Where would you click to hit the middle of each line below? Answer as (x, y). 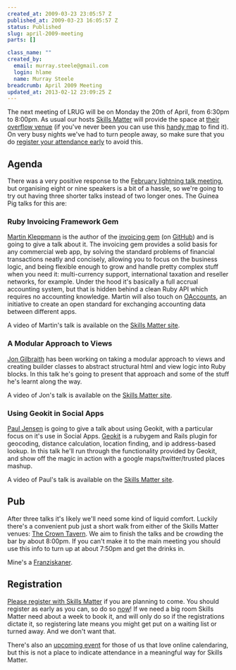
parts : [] (22, 40)
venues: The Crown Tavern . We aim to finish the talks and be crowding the (116, 533)
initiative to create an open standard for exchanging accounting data (106, 304)
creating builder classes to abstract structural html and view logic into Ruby (117, 366)
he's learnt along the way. (45, 381)
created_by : (25, 59)
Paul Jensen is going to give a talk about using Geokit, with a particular (110, 428)
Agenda (25, 164)
